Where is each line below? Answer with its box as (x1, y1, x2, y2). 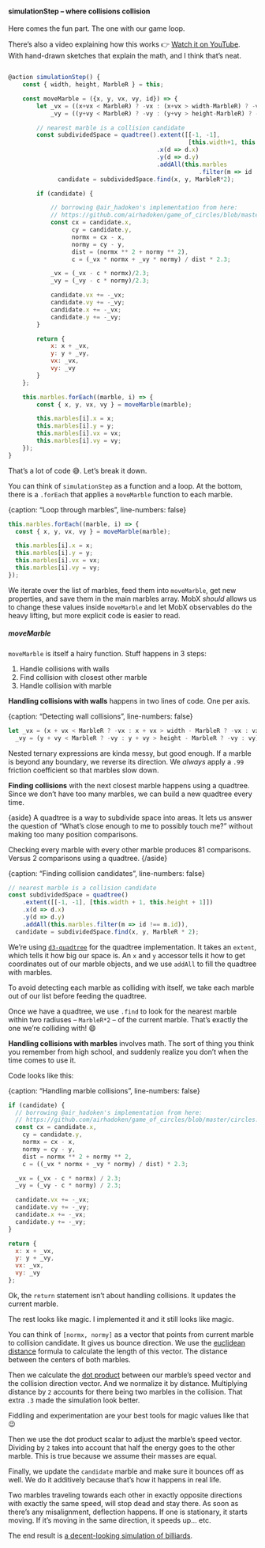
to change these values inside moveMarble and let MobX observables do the (8, 602, 252, 612)
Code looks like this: (8, 1070, 74, 1080)
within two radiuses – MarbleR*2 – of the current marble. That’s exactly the (8, 1014, 248, 1024)
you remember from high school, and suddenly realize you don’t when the (8, 1047, 248, 1056)
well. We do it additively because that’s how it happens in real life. (8, 1474, 222, 1484)
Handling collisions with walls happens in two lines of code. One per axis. (8, 696, 251, 705)
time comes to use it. (8, 1055, 77, 1065)
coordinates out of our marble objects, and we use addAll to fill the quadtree (8, 959, 257, 968)
